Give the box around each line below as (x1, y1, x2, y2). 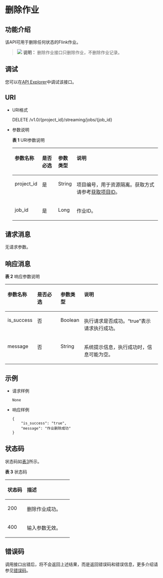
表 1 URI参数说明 (12, 137, 45, 143)
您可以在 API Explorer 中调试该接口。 (5, 79, 77, 85)
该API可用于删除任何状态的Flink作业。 (5, 39, 81, 45)
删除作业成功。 (27, 505, 62, 512)
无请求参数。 (5, 244, 31, 250)
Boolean (60, 317, 80, 324)
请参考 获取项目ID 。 (76, 188, 120, 195)
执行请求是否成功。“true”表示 (84, 317, 151, 324)
